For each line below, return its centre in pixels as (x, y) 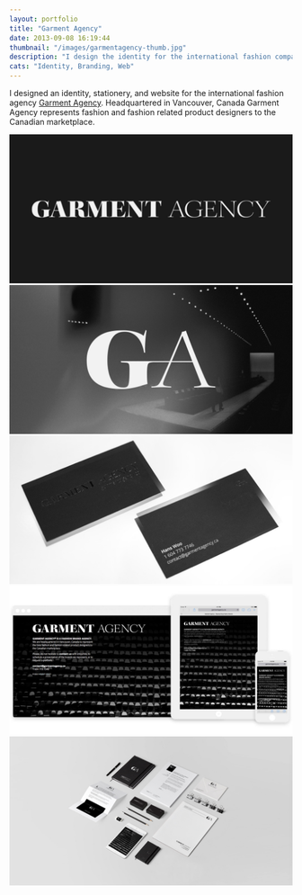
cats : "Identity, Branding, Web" (72, 67)
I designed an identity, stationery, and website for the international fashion (147, 93)
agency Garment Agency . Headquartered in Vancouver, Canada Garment (144, 103)
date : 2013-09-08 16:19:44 (60, 38)
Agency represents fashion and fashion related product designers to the (143, 112)
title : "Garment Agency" (56, 28)
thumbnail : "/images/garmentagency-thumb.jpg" (98, 48)
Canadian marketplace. (52, 122)
